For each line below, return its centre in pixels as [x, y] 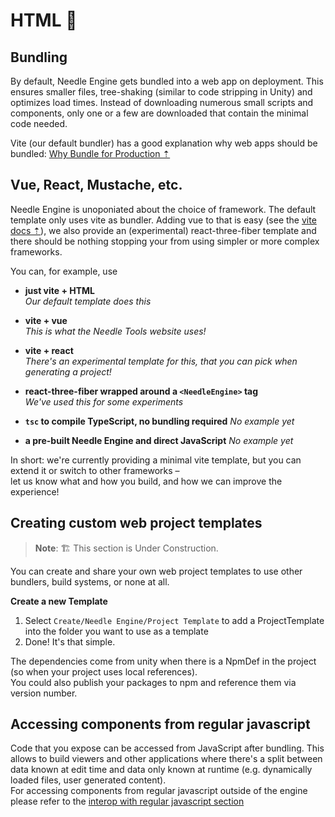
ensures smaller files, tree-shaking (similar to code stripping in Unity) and [161, 92]
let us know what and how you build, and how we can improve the [146, 481]
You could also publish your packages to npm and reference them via [153, 682]
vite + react [49, 350]
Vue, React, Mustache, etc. [96, 185]
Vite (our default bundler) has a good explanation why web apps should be [164, 143]
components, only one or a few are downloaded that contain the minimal [159, 113]
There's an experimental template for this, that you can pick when [161, 361]
